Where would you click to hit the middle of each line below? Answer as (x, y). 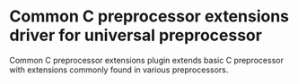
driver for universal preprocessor (136, 35)
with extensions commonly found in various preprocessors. (119, 70)
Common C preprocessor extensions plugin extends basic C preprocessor (147, 60)
